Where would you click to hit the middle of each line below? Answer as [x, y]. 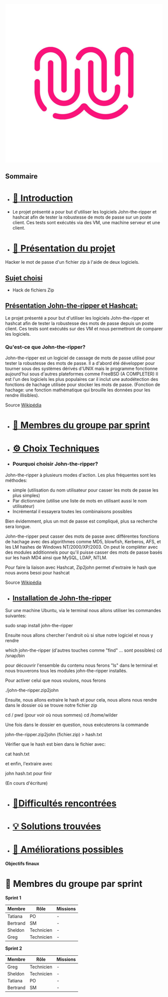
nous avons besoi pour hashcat [37, 572]
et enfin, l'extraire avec [29, 763]
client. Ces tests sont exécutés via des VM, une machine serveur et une [86, 223]
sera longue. [18, 526]
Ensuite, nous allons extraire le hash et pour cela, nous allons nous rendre [81, 700]
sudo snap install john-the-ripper [39, 625]
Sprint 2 [14, 948]
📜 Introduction [43, 198]
